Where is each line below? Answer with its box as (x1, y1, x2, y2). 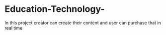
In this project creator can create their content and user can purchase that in (4, 20, 161, 26)
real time (4, 25, 23, 31)
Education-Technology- (4, 3, 105, 15)
